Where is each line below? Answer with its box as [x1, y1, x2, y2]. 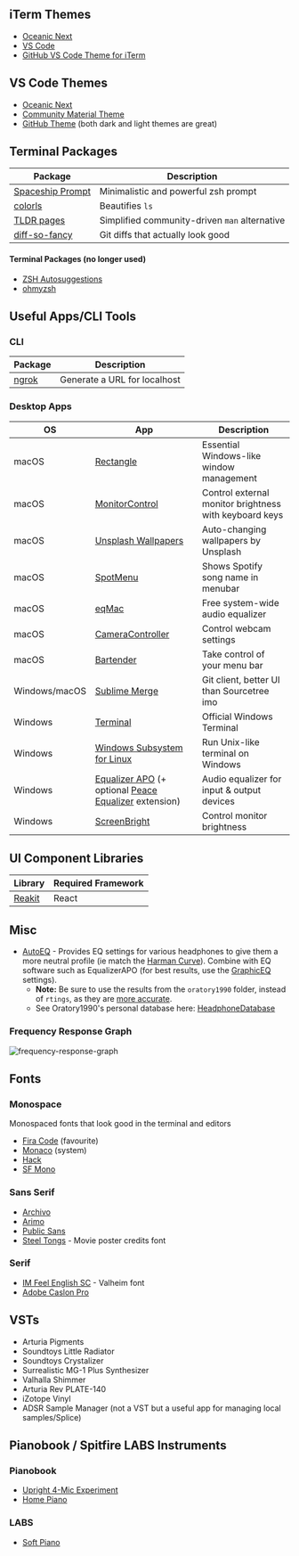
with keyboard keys [201, 508, 284, 520]
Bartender [94, 653, 137, 666]
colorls [13, 200, 43, 212]
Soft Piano [21, 1536, 61, 1547]
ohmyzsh [21, 283, 56, 293]
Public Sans [21, 1225, 66, 1236]
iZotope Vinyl [21, 1393, 71, 1404]
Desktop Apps [9, 400, 73, 413]
